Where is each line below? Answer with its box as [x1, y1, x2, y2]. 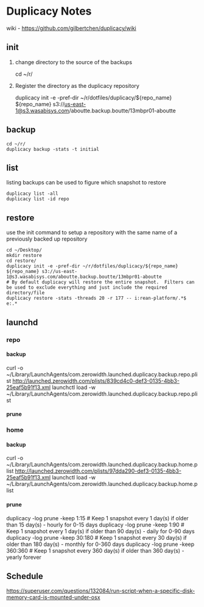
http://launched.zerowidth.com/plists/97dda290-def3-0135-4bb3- [15, 467, 181, 474]
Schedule [6, 571, 44, 581]
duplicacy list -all [6, 191, 59, 197]
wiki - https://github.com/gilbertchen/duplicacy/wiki [6, 24, 136, 32]
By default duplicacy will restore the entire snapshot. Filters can [12, 279, 195, 285]
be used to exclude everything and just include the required [6, 285, 167, 291]
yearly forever [6, 553, 41, 561]
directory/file [6, 290, 45, 296]
